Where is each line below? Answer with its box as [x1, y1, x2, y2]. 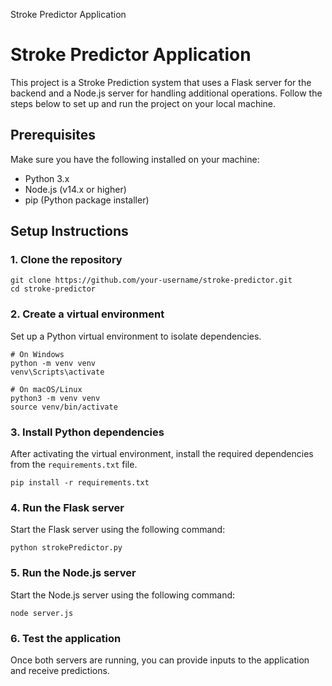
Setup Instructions [10, 223, 129, 240]
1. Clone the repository [10, 253, 123, 267]
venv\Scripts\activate [10, 367, 105, 377]
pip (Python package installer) [24, 194, 150, 206]
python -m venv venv [10, 358, 97, 368]
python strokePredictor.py [10, 543, 123, 553]
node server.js [10, 608, 74, 618]
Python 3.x [24, 172, 70, 184]
